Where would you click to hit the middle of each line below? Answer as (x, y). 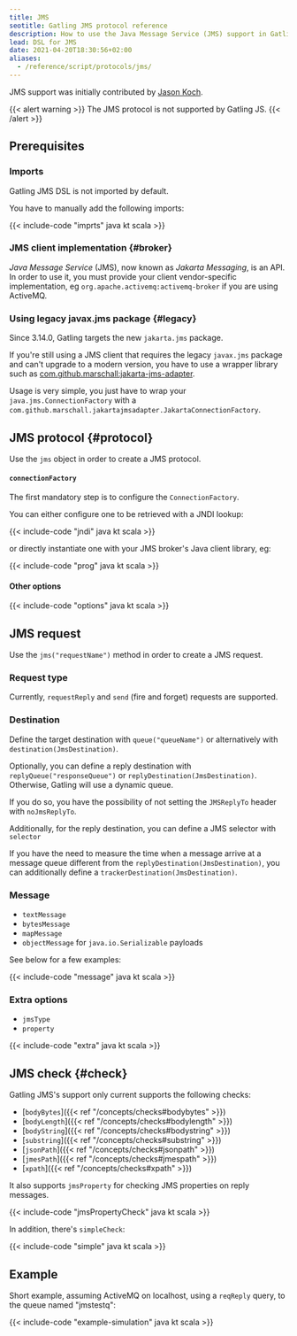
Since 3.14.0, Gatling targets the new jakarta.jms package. (116, 338)
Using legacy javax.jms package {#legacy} (103, 318)
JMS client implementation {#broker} (91, 248)
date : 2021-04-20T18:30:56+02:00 (71, 50)
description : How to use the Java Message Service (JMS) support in (138, 34)
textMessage (44, 915)
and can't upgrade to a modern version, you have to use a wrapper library (144, 365)
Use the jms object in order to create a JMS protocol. (105, 459)
